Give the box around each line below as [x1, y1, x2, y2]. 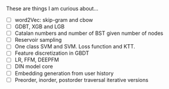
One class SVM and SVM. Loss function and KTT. [14, 43, 135, 50]
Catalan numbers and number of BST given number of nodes [14, 29, 164, 37]
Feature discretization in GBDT [14, 50, 90, 57]
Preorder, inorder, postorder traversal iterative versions [14, 76, 149, 83]
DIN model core [14, 63, 53, 70]
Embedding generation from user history [14, 70, 114, 77]
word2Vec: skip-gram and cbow [14, 17, 93, 23]
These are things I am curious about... [6, 5, 99, 12]
